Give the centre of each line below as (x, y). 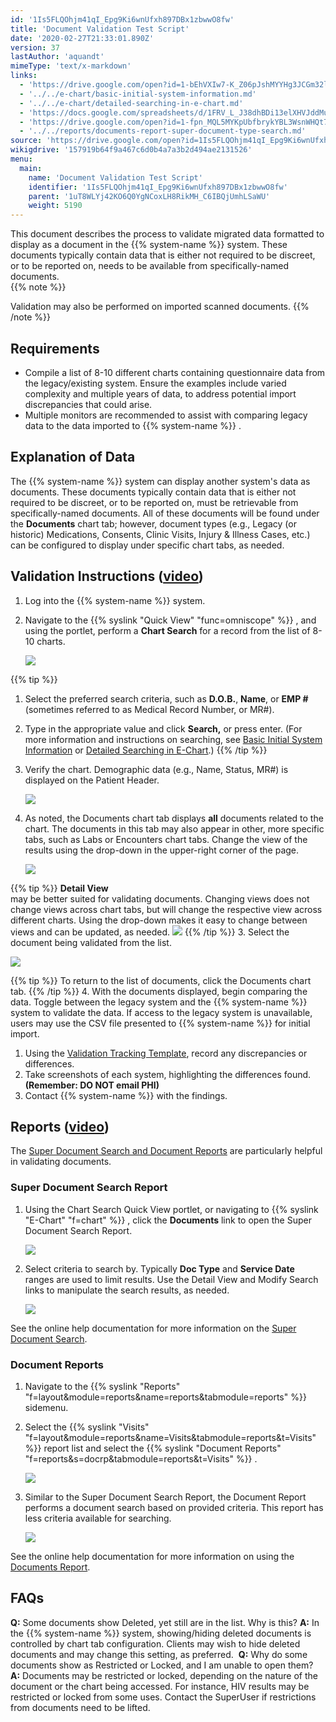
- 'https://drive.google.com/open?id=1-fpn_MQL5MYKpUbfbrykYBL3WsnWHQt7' (176, 122)
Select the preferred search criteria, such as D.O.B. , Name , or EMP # (166, 698)
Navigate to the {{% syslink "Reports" (102, 1386)
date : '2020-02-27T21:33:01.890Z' (82, 38)
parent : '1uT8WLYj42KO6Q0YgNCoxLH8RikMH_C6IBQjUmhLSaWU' (149, 196)
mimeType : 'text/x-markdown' (71, 66)
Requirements (55, 348)
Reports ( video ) (60, 1126)
